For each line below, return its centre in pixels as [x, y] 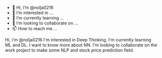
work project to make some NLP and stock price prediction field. [70, 50]
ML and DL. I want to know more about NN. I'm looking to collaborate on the [81, 45]
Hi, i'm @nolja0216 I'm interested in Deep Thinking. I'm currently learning [78, 40]
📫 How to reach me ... [35, 29]
